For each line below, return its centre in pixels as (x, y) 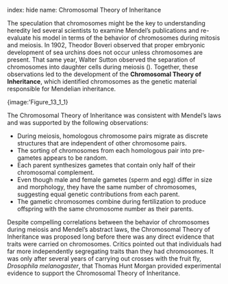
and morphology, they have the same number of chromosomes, (107, 187)
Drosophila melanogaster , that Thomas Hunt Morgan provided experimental (114, 266)
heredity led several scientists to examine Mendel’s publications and (103, 31)
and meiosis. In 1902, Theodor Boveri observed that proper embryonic (106, 45)
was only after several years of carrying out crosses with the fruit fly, (104, 259)
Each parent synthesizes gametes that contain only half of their (106, 165)
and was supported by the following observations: (78, 122)
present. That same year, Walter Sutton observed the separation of (101, 60)
